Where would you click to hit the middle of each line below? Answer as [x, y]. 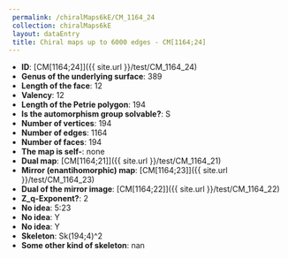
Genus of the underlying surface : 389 [91, 77]
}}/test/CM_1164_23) [57, 180]
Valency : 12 [43, 95]
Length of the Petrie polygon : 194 [83, 105]
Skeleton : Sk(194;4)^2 [62, 236]
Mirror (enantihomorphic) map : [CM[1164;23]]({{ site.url [124, 171]
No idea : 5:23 [46, 208]
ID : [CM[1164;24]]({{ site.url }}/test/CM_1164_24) [109, 67]
